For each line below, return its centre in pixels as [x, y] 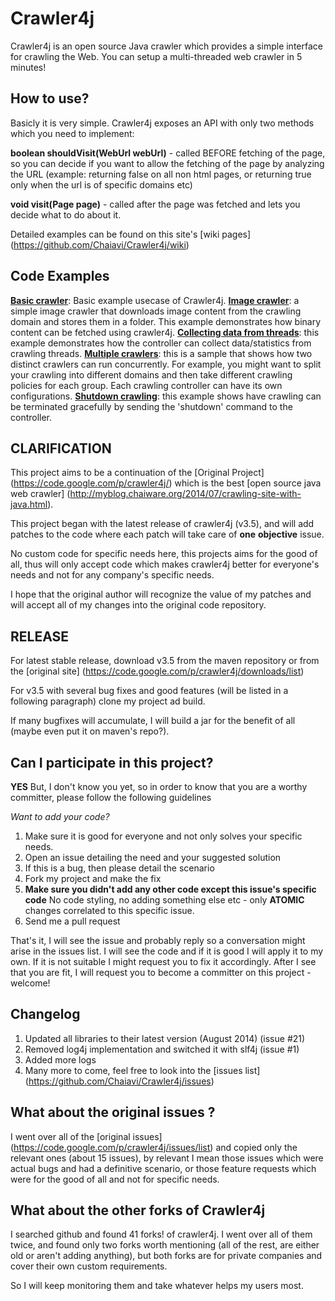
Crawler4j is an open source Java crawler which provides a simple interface [166, 46]
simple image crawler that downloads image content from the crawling [156, 311]
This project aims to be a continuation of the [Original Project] [137, 473]
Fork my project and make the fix [93, 878]
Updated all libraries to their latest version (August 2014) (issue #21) [165, 1038]
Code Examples [60, 276]
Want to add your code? [60, 816]
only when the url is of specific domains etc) [101, 184]
